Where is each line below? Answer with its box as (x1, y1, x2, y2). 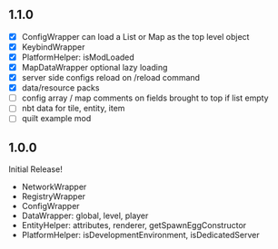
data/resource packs (21, 82, 100, 93)
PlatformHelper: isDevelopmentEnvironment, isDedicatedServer (21, 230, 260, 241)
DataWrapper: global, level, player (21, 210, 149, 221)
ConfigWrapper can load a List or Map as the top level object (21, 31, 250, 42)
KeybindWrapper (21, 41, 85, 53)
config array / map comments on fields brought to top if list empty (21, 92, 269, 103)
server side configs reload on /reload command (21, 72, 201, 83)
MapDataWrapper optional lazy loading (21, 62, 168, 72)
